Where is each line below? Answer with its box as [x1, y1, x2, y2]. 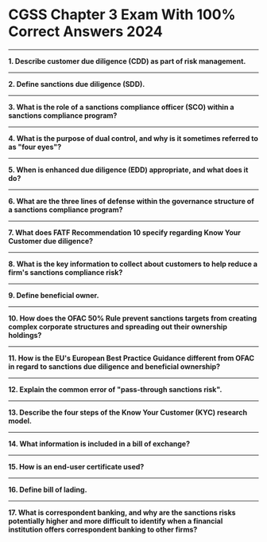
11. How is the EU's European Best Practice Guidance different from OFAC [8, 353, 255, 363]
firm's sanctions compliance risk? [8, 267, 123, 277]
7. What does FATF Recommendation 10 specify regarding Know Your [8, 227, 241, 237]
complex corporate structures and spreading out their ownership [8, 321, 228, 332]
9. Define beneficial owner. [8, 290, 99, 300]
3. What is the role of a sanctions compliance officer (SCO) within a [8, 102, 234, 112]
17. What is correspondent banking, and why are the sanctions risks [8, 508, 236, 517]
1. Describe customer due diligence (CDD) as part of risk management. [8, 56, 246, 65]
